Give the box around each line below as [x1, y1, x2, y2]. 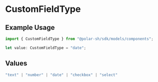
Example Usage [5, 23, 55, 32]
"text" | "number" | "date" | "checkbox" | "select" [5, 72, 118, 78]
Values [5, 59, 28, 68]
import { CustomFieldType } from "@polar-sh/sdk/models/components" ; [5, 36, 154, 41]
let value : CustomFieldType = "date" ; [5, 45, 86, 50]
